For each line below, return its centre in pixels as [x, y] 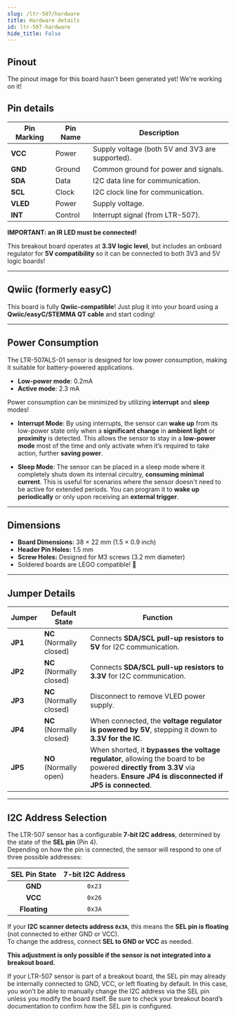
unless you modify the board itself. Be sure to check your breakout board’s [115, 998]
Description [159, 132]
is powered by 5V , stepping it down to [154, 730]
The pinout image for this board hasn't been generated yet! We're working [115, 79]
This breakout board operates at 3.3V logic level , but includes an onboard [115, 246]
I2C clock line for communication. [148, 192]
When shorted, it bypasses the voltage [155, 750]
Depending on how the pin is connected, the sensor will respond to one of [114, 849]
